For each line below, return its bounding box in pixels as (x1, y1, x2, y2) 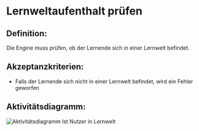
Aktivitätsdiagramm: (6, 101, 86, 112)
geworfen (15, 84, 39, 91)
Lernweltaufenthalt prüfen (6, 4, 143, 18)
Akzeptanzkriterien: (6, 62, 84, 72)
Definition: (6, 28, 47, 39)
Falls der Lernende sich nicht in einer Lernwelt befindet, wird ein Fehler (15, 77, 194, 85)
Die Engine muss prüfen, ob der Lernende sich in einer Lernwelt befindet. (6, 44, 190, 51)
